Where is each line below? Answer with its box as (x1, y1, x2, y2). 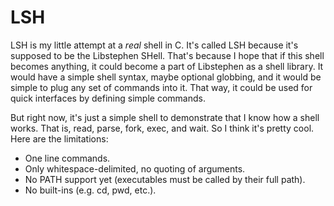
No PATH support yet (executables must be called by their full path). (24, 173, 306, 185)
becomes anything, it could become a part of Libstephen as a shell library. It (10, 60, 324, 72)
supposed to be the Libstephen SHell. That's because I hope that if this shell (10, 49, 325, 61)
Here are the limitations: (10, 132, 109, 145)
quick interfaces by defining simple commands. (10, 92, 206, 104)
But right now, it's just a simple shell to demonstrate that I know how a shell (10, 111, 320, 123)
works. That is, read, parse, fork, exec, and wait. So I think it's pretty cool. (10, 122, 315, 134)
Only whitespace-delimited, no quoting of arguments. (24, 162, 246, 175)
